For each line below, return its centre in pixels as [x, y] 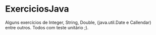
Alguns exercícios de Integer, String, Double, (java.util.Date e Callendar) [78, 22]
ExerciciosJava [37, 9]
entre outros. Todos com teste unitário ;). [47, 27]
